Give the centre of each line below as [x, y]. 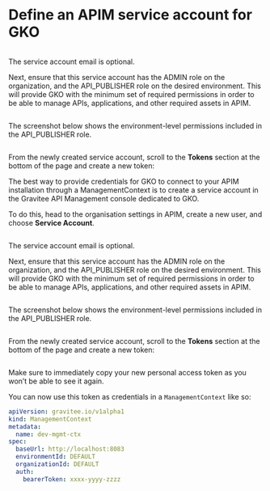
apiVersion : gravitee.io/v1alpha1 [67, 411]
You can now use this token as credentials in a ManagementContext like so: [130, 396]
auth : [25, 472]
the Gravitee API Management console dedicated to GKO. [104, 198]
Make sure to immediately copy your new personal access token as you [127, 372]
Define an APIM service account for [131, 15]
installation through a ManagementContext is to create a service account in [133, 190]
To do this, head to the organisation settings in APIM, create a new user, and [135, 214]
